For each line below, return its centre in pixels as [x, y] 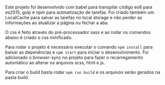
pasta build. [17, 77]
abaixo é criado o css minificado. [39, 37]
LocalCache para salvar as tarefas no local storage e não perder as [74, 17]
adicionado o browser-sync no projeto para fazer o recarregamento [74, 57]
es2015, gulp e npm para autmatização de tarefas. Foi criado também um [80, 12]
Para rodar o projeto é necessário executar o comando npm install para [79, 47]
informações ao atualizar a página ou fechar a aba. [57, 23]
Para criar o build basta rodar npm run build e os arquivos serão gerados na [83, 72]
